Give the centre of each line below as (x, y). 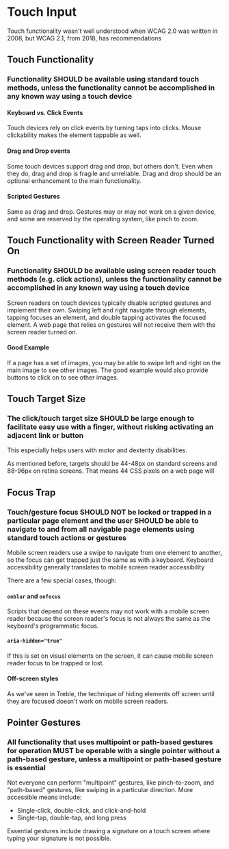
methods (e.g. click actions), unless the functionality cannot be (114, 280)
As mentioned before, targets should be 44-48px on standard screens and (112, 464)
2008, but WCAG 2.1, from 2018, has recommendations (84, 38)
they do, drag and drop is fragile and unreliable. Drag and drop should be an (114, 173)
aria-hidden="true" (35, 641)
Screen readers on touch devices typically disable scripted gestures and (109, 303)
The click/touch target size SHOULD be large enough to (101, 419)
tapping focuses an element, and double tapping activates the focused (107, 317)
